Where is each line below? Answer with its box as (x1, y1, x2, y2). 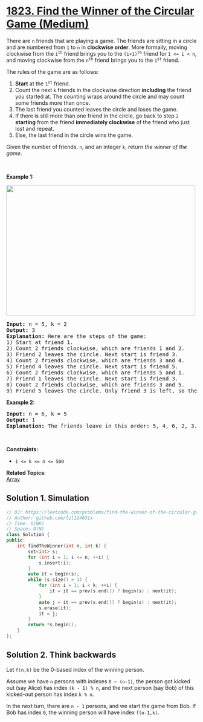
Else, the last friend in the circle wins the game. (14, 131, 133, 139)
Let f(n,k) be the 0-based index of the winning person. (6, 666, 144, 673)
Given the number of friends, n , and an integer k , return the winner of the (6, 143, 187, 150)
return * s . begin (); (28, 622, 77, 628)
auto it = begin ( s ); (28, 571, 80, 577)
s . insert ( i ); (38, 560, 71, 566)
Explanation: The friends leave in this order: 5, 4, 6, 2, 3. (6, 422, 198, 429)
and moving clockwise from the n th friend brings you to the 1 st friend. (6, 56, 180, 64)
